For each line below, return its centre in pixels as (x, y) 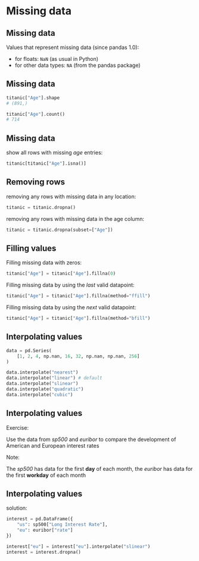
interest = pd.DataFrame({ (40, 519)
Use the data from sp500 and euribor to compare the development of (91, 439)
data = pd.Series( (29, 350)
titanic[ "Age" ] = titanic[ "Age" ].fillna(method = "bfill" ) (78, 318)
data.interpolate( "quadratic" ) (45, 389)
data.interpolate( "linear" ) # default (54, 378)
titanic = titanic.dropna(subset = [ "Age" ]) (60, 230)
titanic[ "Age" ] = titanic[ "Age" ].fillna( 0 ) (61, 274)
